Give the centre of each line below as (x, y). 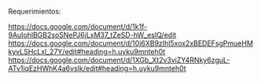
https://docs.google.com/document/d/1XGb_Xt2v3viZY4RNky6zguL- (119, 60)
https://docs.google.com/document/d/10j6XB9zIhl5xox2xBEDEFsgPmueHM (131, 43)
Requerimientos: (35, 11)
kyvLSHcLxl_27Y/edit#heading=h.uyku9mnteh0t (87, 52)
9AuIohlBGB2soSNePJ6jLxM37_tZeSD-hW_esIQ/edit (92, 35)
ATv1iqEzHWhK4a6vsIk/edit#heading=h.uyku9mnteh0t (97, 68)
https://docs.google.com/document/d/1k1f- (78, 26)
